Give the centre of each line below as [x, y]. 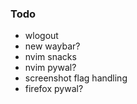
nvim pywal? [50, 68]
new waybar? [52, 46]
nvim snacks [50, 57]
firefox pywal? [54, 89]
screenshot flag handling [76, 78]
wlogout [41, 36]
